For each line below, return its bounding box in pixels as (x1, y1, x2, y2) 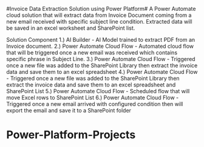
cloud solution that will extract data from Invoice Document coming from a (6, 11, 192, 19)
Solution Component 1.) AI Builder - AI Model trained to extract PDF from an (6, 36, 195, 43)
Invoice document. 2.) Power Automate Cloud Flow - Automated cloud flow (6, 42, 194, 50)
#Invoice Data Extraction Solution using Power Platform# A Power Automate (6, 5, 196, 12)
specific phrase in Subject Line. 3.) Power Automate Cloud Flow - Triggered (6, 56, 195, 62)
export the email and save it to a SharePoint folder (6, 107, 132, 114)
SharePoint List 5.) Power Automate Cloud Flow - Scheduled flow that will (6, 88, 190, 94)
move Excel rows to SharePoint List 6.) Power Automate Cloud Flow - (6, 94, 179, 101)
